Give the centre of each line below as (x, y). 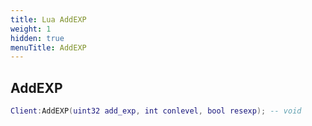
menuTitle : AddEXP (48, 47)
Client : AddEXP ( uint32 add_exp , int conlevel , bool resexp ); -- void (156, 111)
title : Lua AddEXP (48, 19)
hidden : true (37, 38)
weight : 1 (31, 29)
